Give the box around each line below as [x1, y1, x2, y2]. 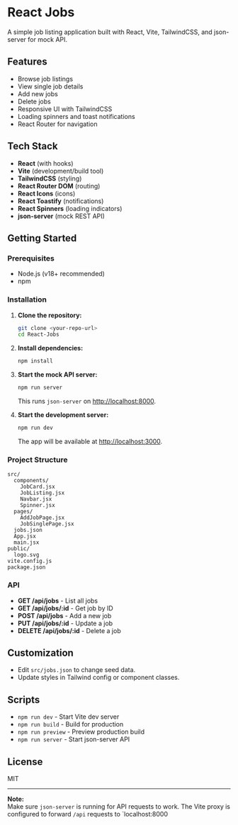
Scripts [7, 693, 40, 705]
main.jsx [13, 539, 40, 546]
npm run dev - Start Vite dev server [17, 712, 120, 721]
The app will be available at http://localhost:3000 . [17, 437, 163, 445]
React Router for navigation [17, 120, 98, 128]
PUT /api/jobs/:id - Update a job [17, 619, 113, 627]
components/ [13, 477, 50, 484]
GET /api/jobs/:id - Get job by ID [17, 603, 113, 613]
